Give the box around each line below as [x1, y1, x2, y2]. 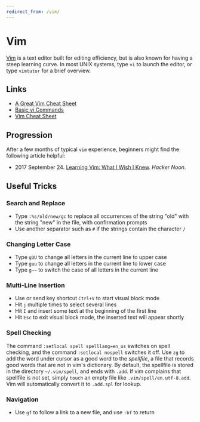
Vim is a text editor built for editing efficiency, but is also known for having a [6, 54, 193, 61]
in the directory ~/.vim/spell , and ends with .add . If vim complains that [6, 368, 181, 375]
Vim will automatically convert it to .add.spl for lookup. [6, 380, 141, 387]
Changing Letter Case [6, 240, 71, 248]
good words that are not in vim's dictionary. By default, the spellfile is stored [6, 361, 194, 368]
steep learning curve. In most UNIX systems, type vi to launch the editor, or [6, 60, 192, 67]
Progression [6, 130, 53, 140]
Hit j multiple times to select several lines [14, 301, 117, 308]
